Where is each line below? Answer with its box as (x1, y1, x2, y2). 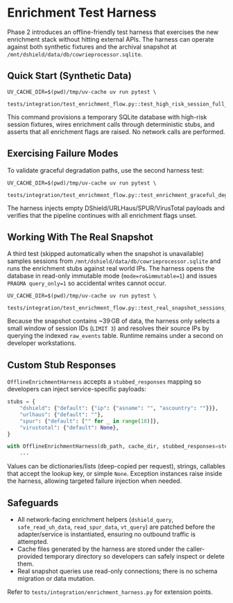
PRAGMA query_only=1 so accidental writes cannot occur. (7, 279, 166, 287)
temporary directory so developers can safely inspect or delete (44, 552, 225, 560)
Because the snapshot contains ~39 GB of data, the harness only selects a (7, 317, 221, 325)
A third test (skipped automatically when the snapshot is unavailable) (7, 250, 205, 258)
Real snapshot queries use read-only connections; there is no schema (17, 567, 218, 575)
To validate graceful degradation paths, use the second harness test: (7, 166, 205, 174)
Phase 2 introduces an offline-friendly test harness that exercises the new (7, 28, 219, 36)
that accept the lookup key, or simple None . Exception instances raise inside (7, 470, 223, 478)
